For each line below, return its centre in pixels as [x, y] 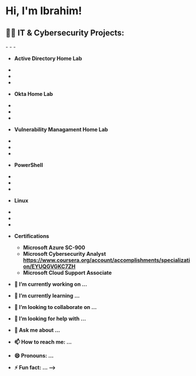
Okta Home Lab [33, 94]
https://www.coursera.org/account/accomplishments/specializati [106, 260]
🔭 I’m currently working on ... [50, 284]
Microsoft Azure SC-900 [54, 248]
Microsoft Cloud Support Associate [67, 273]
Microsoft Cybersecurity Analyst [64, 254]
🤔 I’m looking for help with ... [50, 319]
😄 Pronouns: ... [34, 356]
